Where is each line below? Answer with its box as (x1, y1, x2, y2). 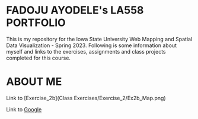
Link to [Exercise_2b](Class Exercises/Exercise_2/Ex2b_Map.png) (6, 94, 166, 101)
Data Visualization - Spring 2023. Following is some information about (6, 42, 177, 49)
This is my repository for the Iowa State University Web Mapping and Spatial (6, 35, 193, 42)
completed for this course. (6, 54, 71, 61)
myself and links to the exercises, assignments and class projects (6, 48, 166, 55)
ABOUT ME (6, 75, 62, 88)
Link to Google (6, 105, 42, 113)
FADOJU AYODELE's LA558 (6, 4, 144, 17)
